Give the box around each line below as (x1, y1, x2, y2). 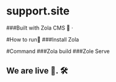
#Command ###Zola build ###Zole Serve (6, 47, 110, 55)
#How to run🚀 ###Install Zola (6, 36, 80, 43)
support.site (6, 4, 70, 18)
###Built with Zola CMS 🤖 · (6, 24, 74, 31)
